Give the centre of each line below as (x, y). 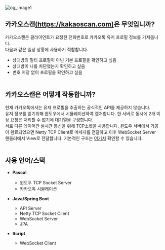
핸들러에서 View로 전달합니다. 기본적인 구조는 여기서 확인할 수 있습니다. (74, 138)
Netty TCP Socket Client (44, 214)
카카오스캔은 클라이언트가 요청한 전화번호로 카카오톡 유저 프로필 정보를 (73, 37)
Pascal (19, 173)
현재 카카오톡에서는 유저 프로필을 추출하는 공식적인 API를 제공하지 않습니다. (78, 107)
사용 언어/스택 (25, 161)
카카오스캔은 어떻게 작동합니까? (50, 94)
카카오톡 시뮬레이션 (38, 189)
